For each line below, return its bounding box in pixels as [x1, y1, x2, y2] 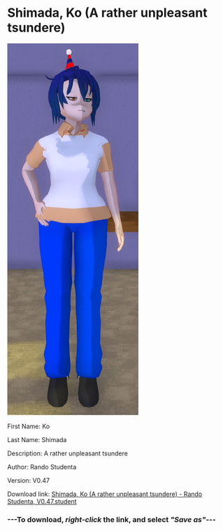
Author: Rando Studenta [7, 462, 77, 471]
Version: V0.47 [7, 476, 50, 484]
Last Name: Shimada [7, 435, 67, 444]
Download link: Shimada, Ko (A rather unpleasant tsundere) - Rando [7, 490, 203, 498]
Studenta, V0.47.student [7, 497, 77, 505]
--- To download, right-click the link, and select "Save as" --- [7, 514, 217, 524]
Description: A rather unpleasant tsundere [7, 449, 128, 458]
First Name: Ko [7, 422, 50, 430]
